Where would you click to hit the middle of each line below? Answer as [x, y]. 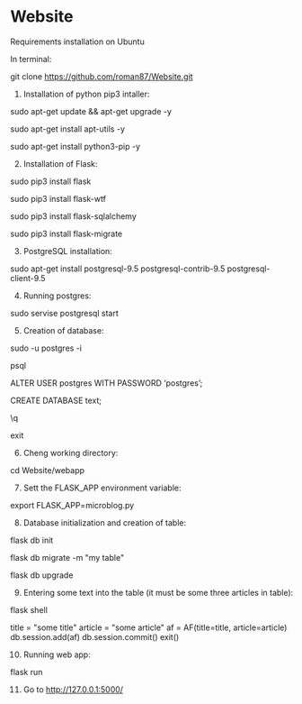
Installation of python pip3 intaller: [86, 94]
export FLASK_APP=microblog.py [72, 505]
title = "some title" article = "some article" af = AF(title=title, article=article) [149, 627]
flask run [27, 672]
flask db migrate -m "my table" [67, 557]
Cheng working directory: [71, 453]
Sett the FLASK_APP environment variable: [102, 488]
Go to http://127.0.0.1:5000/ [73, 689]
